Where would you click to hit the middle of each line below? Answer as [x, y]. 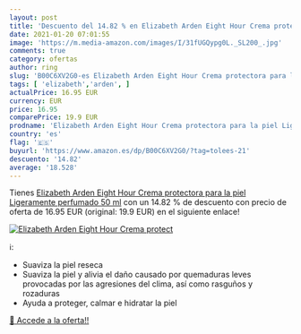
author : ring [34, 68]
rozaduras [41, 294]
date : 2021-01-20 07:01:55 [60, 34]
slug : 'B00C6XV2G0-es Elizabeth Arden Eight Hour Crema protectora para [148, 76]
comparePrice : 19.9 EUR [54, 117]
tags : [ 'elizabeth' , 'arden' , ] [69, 84]
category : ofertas [43, 59]
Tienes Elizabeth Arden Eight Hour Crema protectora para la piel [128, 193]
